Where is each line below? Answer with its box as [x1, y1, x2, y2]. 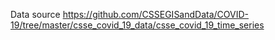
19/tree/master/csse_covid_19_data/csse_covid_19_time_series [10, 19, 265, 31]
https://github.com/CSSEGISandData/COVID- [62, 9, 250, 20]
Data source [10, 9, 61, 20]
